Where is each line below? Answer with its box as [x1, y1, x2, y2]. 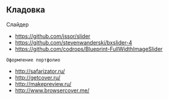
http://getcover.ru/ [14, 73, 61, 81]
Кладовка [6, 5, 45, 15]
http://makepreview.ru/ [14, 80, 72, 87]
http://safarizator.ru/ [14, 67, 65, 75]
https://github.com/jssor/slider [14, 33, 91, 40]
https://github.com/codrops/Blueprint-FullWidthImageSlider [14, 45, 163, 52]
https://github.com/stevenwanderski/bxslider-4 [14, 39, 132, 46]
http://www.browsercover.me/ [14, 87, 90, 94]
